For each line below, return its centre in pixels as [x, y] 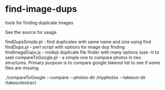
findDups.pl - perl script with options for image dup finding [65, 47]
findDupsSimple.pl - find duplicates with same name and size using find [78, 42]
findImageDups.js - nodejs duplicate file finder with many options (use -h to [82, 52]
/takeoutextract [21, 83]
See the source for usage [31, 32]
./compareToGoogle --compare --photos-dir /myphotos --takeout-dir [76, 77]
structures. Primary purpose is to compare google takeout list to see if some [83, 62]
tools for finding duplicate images [39, 23]
